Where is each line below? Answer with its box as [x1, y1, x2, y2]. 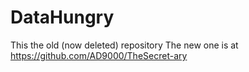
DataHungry [10, 6, 115, 29]
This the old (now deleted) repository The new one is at [10, 39, 239, 51]
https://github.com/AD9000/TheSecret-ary [10, 49, 188, 61]
